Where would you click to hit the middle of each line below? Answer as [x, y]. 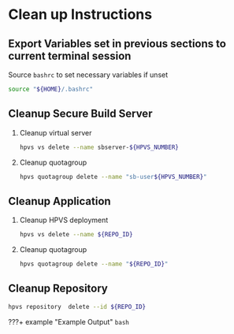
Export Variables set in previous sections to [117, 44]
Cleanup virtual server [56, 132]
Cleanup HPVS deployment [64, 220]
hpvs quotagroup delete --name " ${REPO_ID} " [94, 264]
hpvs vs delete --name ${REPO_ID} [76, 235]
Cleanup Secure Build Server [80, 114]
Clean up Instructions [80, 15]
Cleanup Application [60, 201]
